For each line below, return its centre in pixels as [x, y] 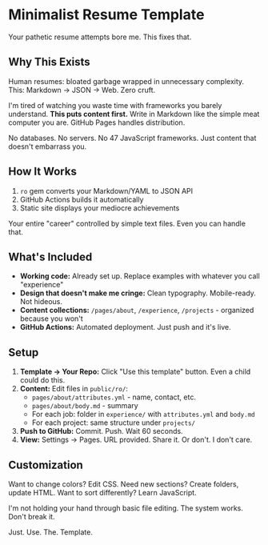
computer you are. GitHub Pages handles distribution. [97, 122]
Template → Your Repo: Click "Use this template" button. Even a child [135, 372]
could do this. [42, 380]
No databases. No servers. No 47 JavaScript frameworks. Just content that [132, 138]
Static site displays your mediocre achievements [100, 208]
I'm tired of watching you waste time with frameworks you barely [115, 105]
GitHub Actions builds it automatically [82, 199]
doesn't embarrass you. [48, 146]
